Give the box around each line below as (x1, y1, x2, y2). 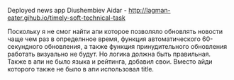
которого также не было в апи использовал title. (7, 65, 155, 73)
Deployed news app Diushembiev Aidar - (7, 6, 128, 14)
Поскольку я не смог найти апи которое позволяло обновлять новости (7, 28, 223, 35)
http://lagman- (128, 6, 172, 14)
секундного (7, 42, 43, 50)
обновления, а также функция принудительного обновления (44, 42, 228, 50)
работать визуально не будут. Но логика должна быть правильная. (7, 50, 211, 58)
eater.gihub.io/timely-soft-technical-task (7, 13, 126, 22)
